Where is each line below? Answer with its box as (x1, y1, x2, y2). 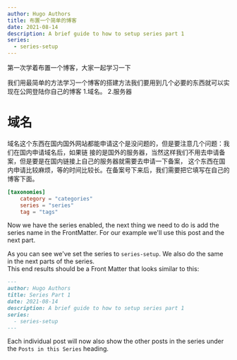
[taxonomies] (7, 188, 46, 196)
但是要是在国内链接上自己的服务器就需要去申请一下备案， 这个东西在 (19, 157, 219, 165)
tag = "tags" (20, 208, 59, 215)
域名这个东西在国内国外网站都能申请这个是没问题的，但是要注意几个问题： (7, 139, 224, 148)
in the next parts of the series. (7, 257, 95, 265)
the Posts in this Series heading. (7, 344, 109, 353)
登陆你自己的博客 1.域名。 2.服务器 (31, 88, 133, 95)
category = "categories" (20, 195, 93, 202)
